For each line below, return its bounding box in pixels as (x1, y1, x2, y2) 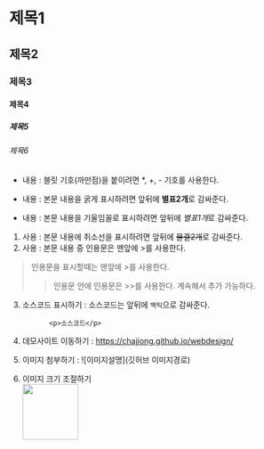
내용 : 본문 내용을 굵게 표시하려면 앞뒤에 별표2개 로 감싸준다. (21, 193, 229, 204)
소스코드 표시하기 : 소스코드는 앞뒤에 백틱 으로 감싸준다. (21, 299, 211, 310)
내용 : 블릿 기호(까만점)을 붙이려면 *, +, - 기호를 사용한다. (21, 175, 220, 185)
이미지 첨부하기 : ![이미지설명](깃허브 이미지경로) (21, 354, 191, 365)
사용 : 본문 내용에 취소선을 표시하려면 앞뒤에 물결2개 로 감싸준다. (21, 231, 243, 241)
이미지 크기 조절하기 (21, 373, 92, 384)
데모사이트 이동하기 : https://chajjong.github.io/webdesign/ (21, 335, 234, 346)
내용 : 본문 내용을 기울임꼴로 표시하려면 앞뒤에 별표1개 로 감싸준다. (21, 212, 249, 223)
